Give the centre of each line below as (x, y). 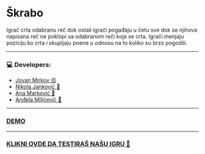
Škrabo (25, 13)
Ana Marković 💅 (35, 93)
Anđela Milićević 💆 (38, 100)
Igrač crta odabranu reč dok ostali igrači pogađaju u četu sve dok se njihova (102, 30)
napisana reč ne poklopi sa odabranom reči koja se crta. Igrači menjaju (95, 36)
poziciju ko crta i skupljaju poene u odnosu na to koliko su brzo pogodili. (97, 43)
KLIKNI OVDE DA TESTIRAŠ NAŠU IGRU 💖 (68, 144)
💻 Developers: (29, 65)
